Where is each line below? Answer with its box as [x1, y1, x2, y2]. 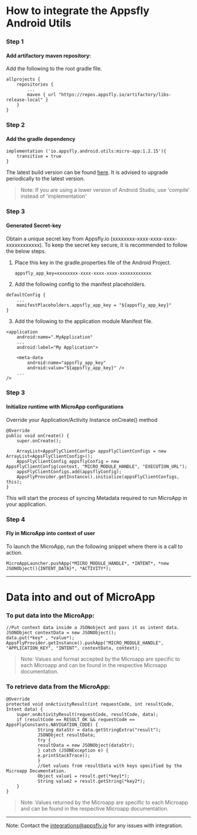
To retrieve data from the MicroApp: [6, 682, 110, 691]
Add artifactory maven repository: [6, 52, 91, 59]
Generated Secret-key [6, 222, 62, 229]
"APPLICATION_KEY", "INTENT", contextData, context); [6, 645, 141, 651]
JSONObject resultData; [37, 732, 96, 738]
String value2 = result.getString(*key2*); [37, 778, 145, 784]
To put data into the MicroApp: [6, 611, 95, 620]
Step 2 [6, 121, 25, 129]
